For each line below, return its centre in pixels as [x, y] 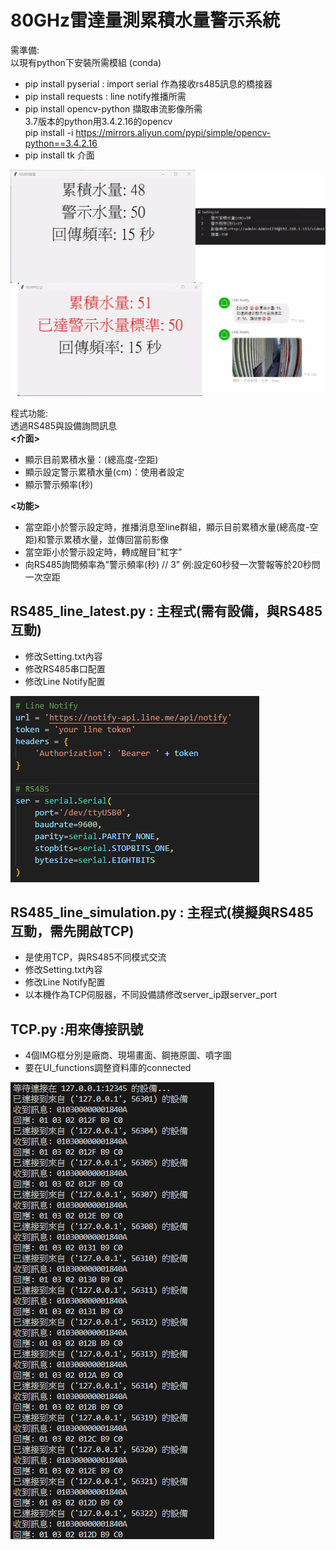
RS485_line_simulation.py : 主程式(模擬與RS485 [162, 912]
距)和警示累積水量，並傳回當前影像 [96, 539]
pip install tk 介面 [59, 155]
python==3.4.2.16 [61, 143]
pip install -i [49, 132]
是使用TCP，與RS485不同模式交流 [95, 957]
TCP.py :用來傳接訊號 [77, 1029]
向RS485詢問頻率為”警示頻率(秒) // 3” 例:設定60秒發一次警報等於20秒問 [172, 564]
